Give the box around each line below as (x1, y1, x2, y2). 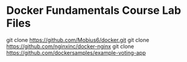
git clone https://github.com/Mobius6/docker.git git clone (6, 36, 150, 43)
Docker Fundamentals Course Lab (6, 4, 182, 17)
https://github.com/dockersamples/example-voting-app (6, 49, 146, 56)
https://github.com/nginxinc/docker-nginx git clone (6, 43, 135, 50)
